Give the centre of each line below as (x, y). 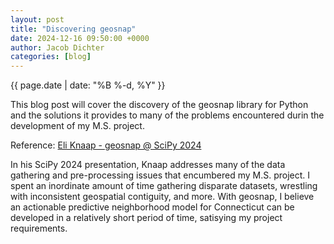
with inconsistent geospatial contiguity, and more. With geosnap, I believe (162, 197)
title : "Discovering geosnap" (73, 29)
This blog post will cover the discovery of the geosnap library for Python (159, 105)
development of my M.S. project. (77, 126)
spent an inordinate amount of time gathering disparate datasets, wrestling (164, 186)
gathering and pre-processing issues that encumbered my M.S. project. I (160, 175)
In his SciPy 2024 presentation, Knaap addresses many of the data (148, 165)
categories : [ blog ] (51, 57)
